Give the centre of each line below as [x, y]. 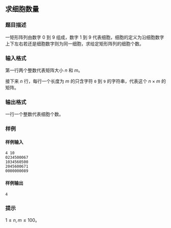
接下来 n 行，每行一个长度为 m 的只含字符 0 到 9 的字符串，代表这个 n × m [83, 81]
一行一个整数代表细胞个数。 [34, 114]
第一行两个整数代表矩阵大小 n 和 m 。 [44, 70]
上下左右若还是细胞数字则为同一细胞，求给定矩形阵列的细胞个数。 [75, 44]
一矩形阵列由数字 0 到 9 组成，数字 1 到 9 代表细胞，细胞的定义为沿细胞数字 [85, 37]
